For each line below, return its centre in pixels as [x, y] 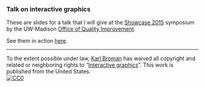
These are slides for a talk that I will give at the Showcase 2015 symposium [100, 23]
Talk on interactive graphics [49, 9]
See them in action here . [37, 41]
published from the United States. [49, 72]
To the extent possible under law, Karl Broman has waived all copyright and [101, 59]
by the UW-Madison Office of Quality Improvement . [71, 29]
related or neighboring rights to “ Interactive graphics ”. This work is [90, 65]
